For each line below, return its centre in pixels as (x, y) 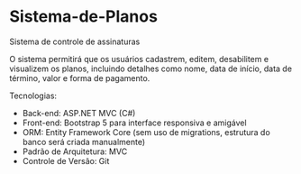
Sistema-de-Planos (83, 17)
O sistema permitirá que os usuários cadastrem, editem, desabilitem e (139, 59)
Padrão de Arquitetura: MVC (75, 151)
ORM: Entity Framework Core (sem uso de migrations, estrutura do (146, 132)
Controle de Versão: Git (66, 160)
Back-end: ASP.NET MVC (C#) (79, 113)
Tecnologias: (33, 96)
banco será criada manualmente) (84, 142)
